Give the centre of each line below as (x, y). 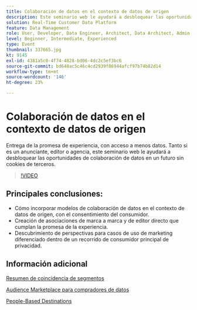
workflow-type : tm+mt (33, 72)
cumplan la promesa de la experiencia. (61, 227)
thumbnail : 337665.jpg (34, 50)
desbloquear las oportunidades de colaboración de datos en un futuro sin (95, 158)
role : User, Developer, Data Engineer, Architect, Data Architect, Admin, (99, 33)
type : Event (21, 45)
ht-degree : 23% (25, 83)
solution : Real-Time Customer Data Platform (61, 22)
